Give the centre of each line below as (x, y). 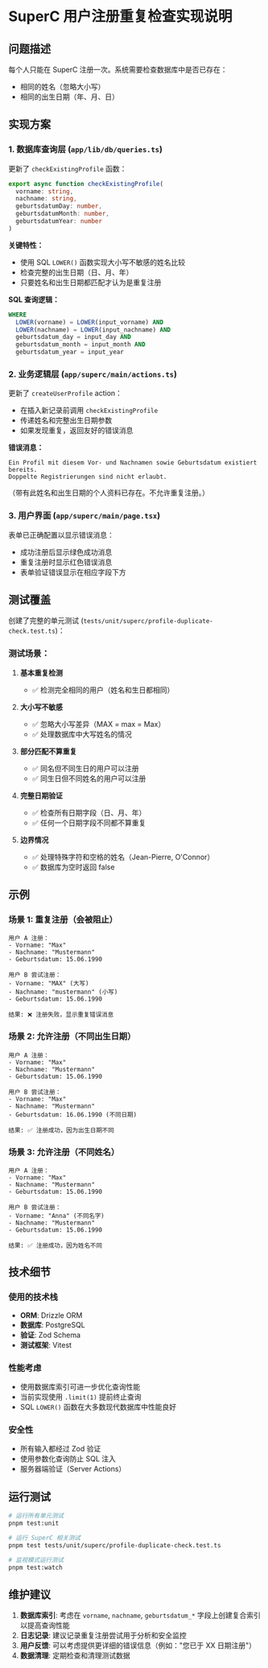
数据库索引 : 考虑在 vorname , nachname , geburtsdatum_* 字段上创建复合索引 (140, 1616)
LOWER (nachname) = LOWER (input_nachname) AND (93, 330)
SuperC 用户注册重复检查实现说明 (120, 17)
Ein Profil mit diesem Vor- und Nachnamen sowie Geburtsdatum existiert (133, 463)
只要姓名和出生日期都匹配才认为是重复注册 (91, 282)
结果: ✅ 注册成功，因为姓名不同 (56, 1246)
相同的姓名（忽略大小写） (62, 87)
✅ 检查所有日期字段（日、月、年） (89, 812)
